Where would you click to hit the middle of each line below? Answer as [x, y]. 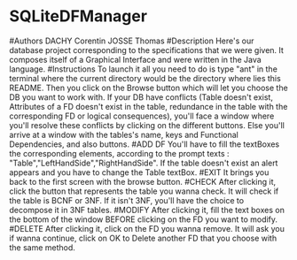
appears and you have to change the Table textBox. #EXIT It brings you [139, 172]
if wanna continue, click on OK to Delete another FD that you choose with [143, 238]
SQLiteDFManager [78, 16]
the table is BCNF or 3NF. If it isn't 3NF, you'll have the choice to [127, 200]
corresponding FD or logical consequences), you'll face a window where [142, 116]
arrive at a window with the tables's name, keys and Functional [124, 134]
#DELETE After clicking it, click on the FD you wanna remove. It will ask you [147, 228]
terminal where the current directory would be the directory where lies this [145, 78]
